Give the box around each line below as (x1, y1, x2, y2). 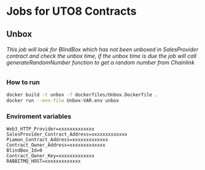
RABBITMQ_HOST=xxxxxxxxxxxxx (6, 158, 81, 164)
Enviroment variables (6, 112, 72, 120)
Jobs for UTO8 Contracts (6, 4, 137, 18)
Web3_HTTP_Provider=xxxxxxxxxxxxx (6, 126, 95, 133)
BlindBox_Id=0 (6, 147, 43, 154)
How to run (6, 78, 40, 87)
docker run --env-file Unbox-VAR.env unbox (6, 98, 120, 104)
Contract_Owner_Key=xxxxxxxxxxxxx (6, 153, 95, 159)
